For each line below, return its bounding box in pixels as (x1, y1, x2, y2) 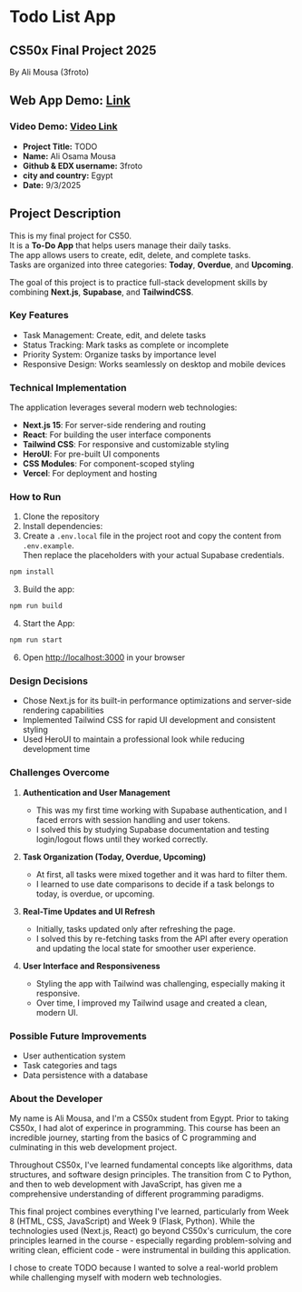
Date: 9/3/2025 (22, 179, 82, 190)
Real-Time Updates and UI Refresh (22, 906, 156, 916)
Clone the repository (22, 511, 100, 522)
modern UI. (35, 1007, 79, 1017)
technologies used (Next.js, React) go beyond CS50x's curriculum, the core (9, 1226, 292, 1237)
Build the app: (22, 584, 75, 595)
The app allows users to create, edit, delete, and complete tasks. (9, 249, 251, 260)
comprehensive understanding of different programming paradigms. (9, 1188, 265, 1199)
